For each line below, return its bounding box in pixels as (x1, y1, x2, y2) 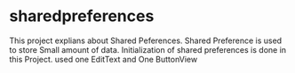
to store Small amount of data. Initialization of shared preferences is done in (9, 44, 287, 55)
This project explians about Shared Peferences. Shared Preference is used (9, 35, 283, 46)
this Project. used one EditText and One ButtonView (9, 54, 198, 64)
